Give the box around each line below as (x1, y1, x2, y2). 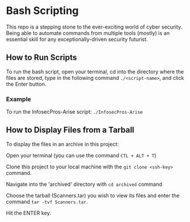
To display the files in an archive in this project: (6, 140, 119, 147)
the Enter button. (6, 80, 47, 87)
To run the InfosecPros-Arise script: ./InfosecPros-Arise (6, 108, 143, 115)
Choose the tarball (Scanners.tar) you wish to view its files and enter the (6, 192, 180, 199)
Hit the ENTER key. (6, 209, 51, 216)
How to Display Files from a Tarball (6, 125, 135, 135)
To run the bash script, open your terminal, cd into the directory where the (6, 68, 184, 75)
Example (6, 95, 31, 103)
